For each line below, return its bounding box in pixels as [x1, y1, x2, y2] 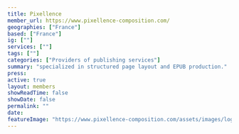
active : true [7, 76, 46, 84]
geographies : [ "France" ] [7, 23, 81, 30]
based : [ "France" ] [7, 30, 62, 38]
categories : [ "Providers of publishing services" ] [7, 57, 161, 64]
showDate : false [7, 96, 55, 104]
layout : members [7, 83, 55, 90]
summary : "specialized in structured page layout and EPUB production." [7, 63, 228, 70]
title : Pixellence [7, 10, 62, 18]
